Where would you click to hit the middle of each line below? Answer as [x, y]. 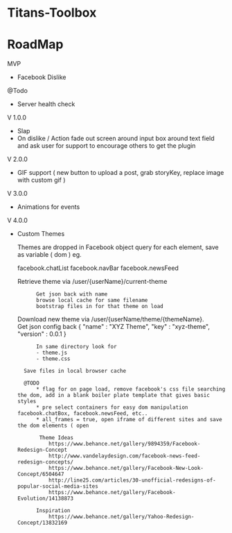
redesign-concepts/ [45, 462]
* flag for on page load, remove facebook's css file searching [131, 389]
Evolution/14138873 [45, 499]
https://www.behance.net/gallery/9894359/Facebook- [124, 444]
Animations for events [48, 207]
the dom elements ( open [53, 426]
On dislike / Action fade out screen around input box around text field [116, 138]
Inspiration [53, 511]
